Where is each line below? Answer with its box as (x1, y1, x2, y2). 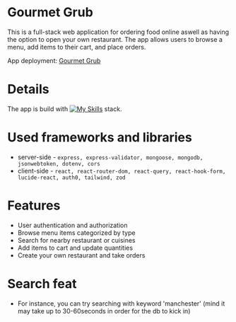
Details (7, 81, 49, 98)
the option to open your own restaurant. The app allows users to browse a (7, 35, 223, 43)
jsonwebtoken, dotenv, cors (17, 160, 100, 167)
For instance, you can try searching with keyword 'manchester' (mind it (17, 299, 225, 308)
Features (7, 197, 61, 213)
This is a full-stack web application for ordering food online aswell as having (7, 28, 230, 36)
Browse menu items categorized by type (17, 228, 136, 237)
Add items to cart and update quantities (17, 243, 133, 252)
